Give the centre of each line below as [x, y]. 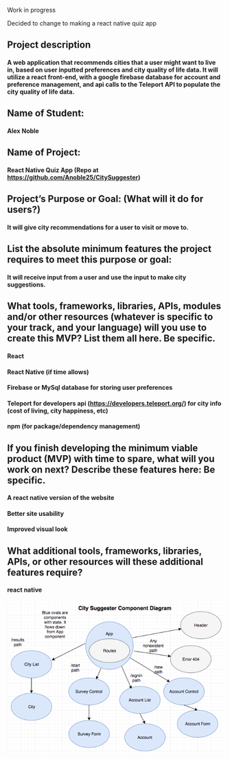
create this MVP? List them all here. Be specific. [112, 339]
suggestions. [26, 284]
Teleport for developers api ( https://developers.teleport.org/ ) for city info [114, 403]
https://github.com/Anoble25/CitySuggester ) [74, 177]
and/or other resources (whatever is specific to [110, 317]
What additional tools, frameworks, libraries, [105, 551]
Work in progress [32, 10]
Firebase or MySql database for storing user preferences [90, 388]
